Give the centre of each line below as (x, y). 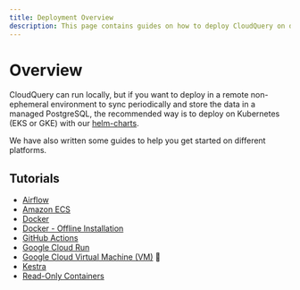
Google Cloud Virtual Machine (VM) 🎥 (91, 257)
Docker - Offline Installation (73, 228)
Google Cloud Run (56, 248)
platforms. (28, 150)
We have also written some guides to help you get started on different (137, 141)
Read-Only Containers (63, 276)
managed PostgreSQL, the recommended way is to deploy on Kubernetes (145, 114)
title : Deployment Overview (62, 17)
